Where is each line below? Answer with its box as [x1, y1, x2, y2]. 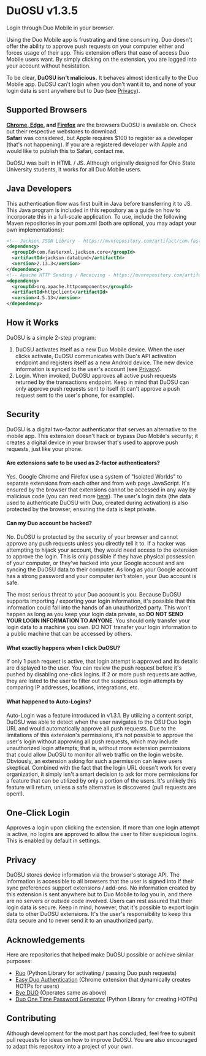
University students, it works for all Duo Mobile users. [6, 165, 142, 173]
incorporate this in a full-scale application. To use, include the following [6, 213, 187, 220]
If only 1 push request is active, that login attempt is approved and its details [6, 658, 198, 665]
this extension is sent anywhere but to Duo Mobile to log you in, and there [6, 891, 193, 898]
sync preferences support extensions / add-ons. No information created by [6, 884, 196, 891]
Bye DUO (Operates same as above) [15, 988, 107, 996]
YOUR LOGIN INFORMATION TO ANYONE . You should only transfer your [6, 617, 190, 624]
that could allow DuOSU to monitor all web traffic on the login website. [6, 751, 184, 758]
